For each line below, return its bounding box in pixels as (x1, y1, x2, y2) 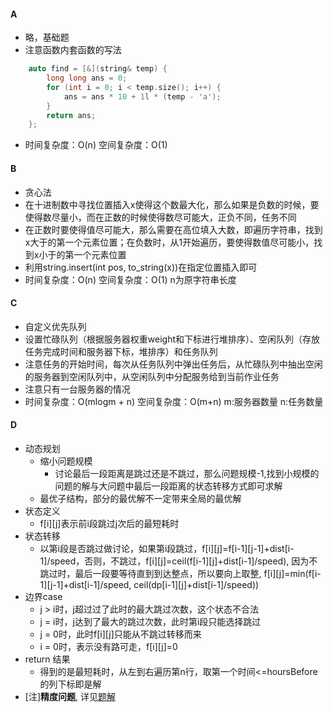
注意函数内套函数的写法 (24, 44, 122, 56)
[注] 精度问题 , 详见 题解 (24, 690, 116, 702)
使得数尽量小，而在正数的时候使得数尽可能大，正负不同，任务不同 (24, 211, 297, 223)
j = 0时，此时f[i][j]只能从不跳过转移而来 (39, 628, 202, 640)
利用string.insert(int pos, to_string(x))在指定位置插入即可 (24, 261, 258, 273)
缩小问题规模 (39, 455, 93, 467)
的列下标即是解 (39, 678, 102, 690)
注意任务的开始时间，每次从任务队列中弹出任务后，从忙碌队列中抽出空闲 (24, 358, 323, 370)
